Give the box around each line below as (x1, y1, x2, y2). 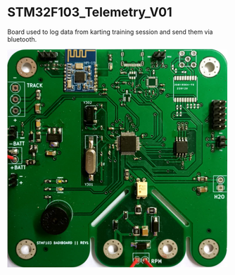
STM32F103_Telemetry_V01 (7, 4, 172, 20)
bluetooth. (7, 35, 37, 43)
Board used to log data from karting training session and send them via (7, 28, 213, 36)
